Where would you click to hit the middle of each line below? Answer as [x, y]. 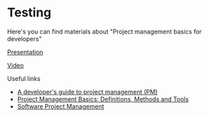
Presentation [25, 52]
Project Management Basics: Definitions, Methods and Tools [103, 99]
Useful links [24, 78]
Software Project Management [61, 106]
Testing [29, 13]
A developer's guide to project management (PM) [87, 92]
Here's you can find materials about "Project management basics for [104, 31]
